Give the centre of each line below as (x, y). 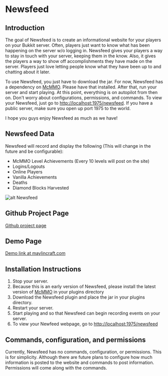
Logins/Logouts (29, 166)
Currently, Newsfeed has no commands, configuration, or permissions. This (83, 352)
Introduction (25, 28)
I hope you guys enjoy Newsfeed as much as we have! (61, 118)
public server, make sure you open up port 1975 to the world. (68, 108)
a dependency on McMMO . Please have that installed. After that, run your (81, 87)
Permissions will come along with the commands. (56, 368)
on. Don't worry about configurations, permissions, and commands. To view (83, 98)
